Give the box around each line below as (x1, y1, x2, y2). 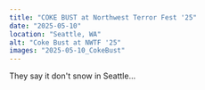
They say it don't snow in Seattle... (9, 70, 136, 81)
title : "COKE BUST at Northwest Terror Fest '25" (9, 12, 198, 22)
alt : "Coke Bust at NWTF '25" (9, 37, 122, 47)
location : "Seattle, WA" (9, 29, 102, 38)
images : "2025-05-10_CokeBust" (9, 46, 126, 55)
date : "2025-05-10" (9, 21, 82, 30)
